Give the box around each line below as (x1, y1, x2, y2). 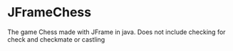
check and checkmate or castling (7, 35, 105, 43)
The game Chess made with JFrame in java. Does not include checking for (7, 28, 226, 36)
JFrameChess (7, 4, 91, 21)
